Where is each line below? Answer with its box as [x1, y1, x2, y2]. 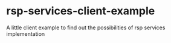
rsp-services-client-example [6, 4, 155, 18]
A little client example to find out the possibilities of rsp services [6, 24, 166, 31]
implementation [6, 30, 45, 37]
